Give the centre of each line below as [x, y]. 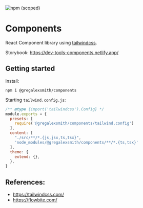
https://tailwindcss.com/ [38, 194]
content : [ [22, 133]
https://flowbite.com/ [35, 200]
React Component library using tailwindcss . [51, 42]
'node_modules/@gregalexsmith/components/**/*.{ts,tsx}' [77, 142]
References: [25, 182]
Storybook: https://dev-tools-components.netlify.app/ [62, 52]
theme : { [19, 152]
